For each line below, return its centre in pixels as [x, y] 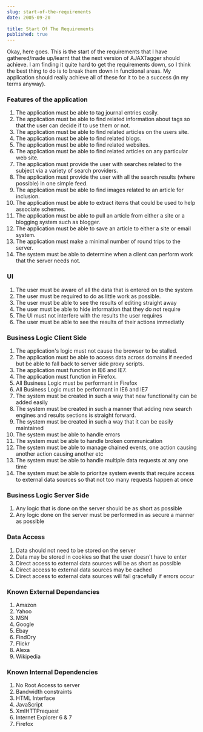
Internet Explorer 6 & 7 [44, 717]
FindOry [26, 637]
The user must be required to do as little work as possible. [88, 296]
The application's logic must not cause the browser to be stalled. [97, 351]
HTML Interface [35, 698]
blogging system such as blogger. [58, 222]
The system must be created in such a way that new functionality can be [106, 396]
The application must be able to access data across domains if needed [104, 358]
